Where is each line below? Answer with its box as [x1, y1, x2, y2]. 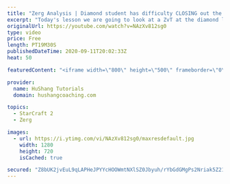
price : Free [7, 35, 41, 42]
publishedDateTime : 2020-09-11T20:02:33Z [7, 48, 127, 55]
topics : [7, 104, 29, 111]
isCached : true [19, 154, 63, 161]
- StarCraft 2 [13, 110, 53, 117]
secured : [7, 166, 32, 174]
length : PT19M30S [7, 42, 57, 48]
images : [7, 129, 29, 136]
